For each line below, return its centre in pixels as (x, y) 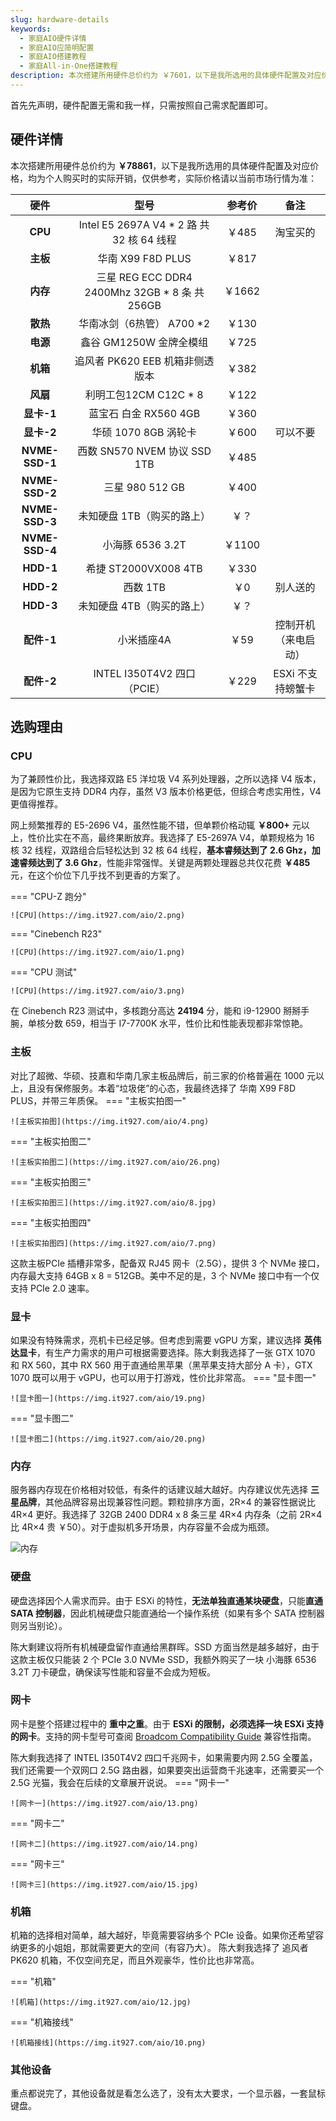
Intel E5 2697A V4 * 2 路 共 (144, 224)
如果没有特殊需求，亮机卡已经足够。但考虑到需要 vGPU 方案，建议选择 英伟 (166, 1340)
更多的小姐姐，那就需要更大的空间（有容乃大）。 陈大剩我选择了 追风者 (163, 1948)
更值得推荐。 (36, 804)
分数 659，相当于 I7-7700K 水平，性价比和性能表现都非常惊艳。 (176, 1023)
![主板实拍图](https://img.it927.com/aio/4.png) (110, 1121)
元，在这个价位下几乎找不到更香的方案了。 (98, 875)
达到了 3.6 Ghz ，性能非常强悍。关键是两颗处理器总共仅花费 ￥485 (173, 863)
